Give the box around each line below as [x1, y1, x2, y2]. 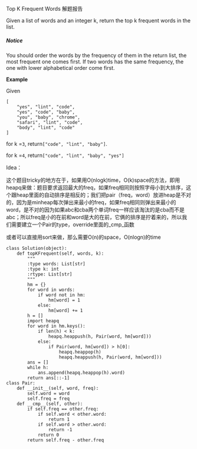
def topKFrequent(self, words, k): [17, 251, 104, 256]
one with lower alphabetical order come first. [6, 64, 115, 71]
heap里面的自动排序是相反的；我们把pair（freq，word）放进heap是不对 [16, 191, 192, 198]
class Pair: [6, 380, 35, 386]
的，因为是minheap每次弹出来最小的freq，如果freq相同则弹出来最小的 [6, 198, 176, 206]
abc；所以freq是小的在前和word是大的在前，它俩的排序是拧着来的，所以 [6, 213, 182, 220]
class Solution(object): [6, 245, 67, 251]
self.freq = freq [27, 396, 70, 402]
